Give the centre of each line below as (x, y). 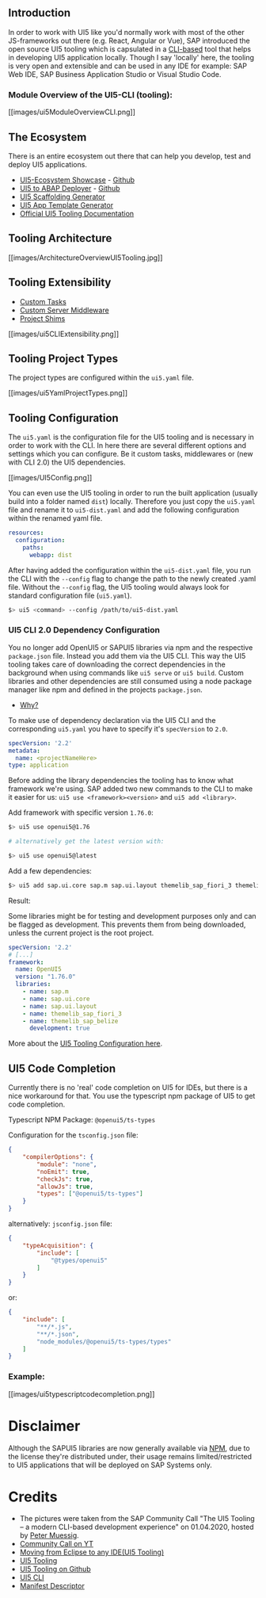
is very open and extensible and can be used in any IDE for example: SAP (128, 66)
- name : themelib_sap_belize (70, 1021)
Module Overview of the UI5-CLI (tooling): (90, 94)
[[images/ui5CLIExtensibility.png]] (64, 334)
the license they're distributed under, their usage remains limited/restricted (130, 1456)
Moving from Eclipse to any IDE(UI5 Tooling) (92, 1552)
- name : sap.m (46, 992)
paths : (33, 547)
